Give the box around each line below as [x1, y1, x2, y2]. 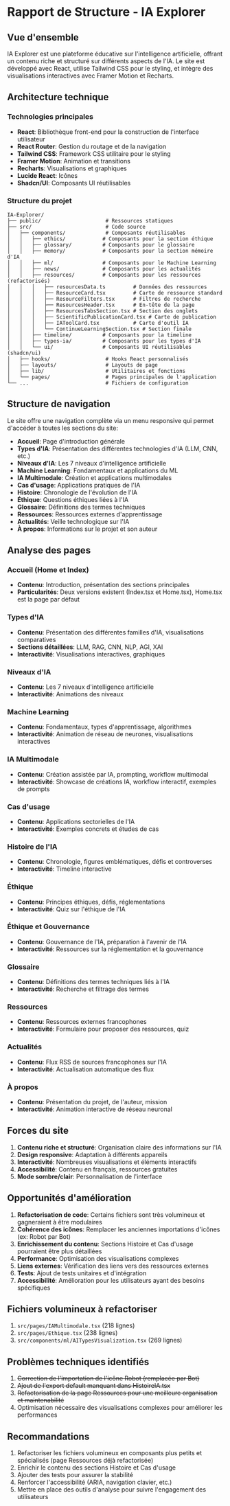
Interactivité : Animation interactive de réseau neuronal [16, 1105, 173, 1113]
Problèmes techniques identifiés [7, 1356, 150, 1367]
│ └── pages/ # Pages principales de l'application [7, 374, 216, 380]
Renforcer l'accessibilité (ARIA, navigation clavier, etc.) [16, 1478, 172, 1487]
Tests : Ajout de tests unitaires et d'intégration [16, 1268, 147, 1277]
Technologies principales [7, 112, 94, 122]
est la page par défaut [16, 595, 80, 604]
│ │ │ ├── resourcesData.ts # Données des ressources [7, 283, 207, 290]
